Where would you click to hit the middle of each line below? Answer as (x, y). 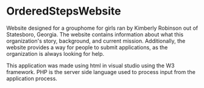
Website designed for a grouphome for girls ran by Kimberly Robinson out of (102, 28)
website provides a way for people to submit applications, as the (87, 47)
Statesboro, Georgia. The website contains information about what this (95, 34)
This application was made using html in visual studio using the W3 (90, 66)
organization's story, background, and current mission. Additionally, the (96, 41)
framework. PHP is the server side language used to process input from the (101, 72)
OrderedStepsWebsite (64, 11)
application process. (32, 78)
